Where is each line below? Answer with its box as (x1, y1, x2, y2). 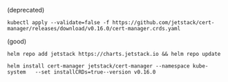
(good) (7, 37, 27, 45)
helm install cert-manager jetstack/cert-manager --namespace (7, 63, 190, 70)
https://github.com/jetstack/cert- (112, 19, 215, 26)
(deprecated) (7, 6, 45, 14)
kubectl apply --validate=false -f (7, 19, 110, 26)
